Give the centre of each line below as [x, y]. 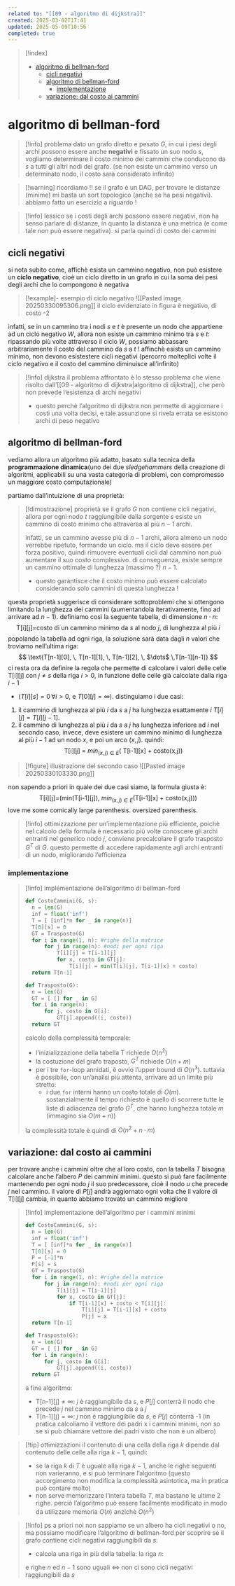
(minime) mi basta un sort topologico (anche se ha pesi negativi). [119, 195]
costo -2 [37, 313]
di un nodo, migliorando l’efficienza [76, 855]
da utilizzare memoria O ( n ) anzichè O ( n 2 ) [95, 1511]
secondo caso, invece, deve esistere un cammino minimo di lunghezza [120, 732]
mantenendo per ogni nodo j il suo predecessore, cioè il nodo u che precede [118, 1184]
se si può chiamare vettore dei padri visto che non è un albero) [126, 1431]
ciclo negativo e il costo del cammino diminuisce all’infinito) [93, 364]
